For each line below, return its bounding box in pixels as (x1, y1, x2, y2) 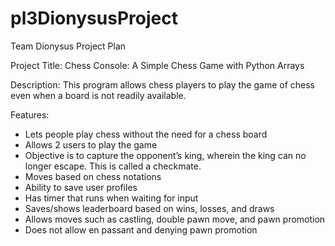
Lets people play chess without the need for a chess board (24, 128, 268, 140)
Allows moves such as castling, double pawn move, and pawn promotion (24, 213, 326, 225)
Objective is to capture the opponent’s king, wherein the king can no (24, 149, 307, 161)
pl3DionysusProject (10, 7, 178, 30)
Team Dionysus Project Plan (10, 40, 127, 52)
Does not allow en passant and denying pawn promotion (24, 223, 258, 236)
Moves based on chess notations (24, 170, 162, 182)
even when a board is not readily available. (10, 89, 187, 101)
